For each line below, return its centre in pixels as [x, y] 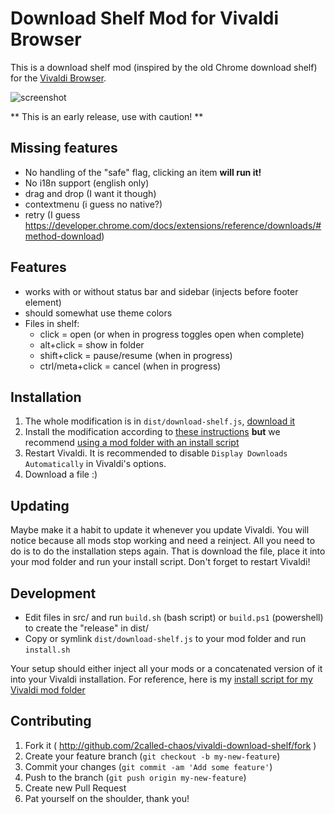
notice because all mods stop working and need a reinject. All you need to [163, 541]
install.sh [47, 650]
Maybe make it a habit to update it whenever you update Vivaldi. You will [160, 530]
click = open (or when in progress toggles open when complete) [172, 334]
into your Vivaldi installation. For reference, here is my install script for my [161, 679]
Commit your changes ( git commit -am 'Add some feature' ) [148, 766]
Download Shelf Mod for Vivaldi [144, 18]
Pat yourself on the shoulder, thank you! [107, 798]
